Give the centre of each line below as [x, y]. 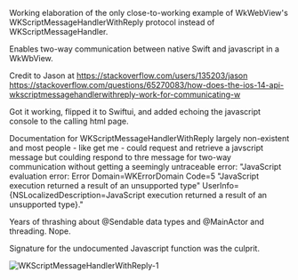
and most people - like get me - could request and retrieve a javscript [137, 148]
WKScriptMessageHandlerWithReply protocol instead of [112, 22]
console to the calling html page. [69, 121]
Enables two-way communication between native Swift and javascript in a [145, 49]
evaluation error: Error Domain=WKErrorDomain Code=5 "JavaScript [134, 176]
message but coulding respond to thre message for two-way [120, 157]
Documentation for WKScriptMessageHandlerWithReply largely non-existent [149, 138]
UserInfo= [221, 185]
